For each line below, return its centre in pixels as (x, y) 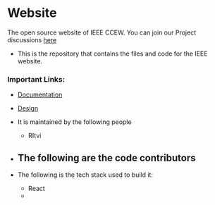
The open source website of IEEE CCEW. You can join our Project (102, 32)
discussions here (32, 39)
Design (28, 108)
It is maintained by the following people (74, 122)
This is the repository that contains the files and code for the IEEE (112, 54)
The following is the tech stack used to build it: (85, 175)
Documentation (40, 95)
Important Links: (36, 79)
